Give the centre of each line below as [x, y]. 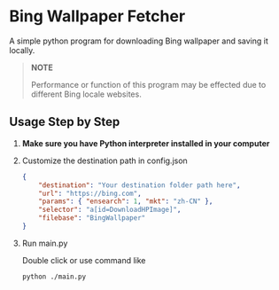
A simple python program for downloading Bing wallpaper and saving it [139, 41]
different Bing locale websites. [86, 94]
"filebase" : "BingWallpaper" [92, 218]
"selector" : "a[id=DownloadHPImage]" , [110, 210]
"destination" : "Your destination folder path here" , [139, 185]
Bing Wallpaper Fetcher [97, 16]
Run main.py [45, 243]
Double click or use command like [84, 260]
